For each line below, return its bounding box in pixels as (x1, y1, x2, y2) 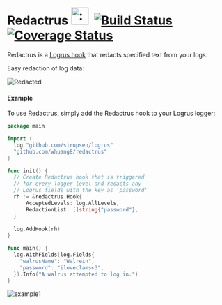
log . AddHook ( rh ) (13, 225, 61, 233)
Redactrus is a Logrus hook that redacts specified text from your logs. (7, 50, 208, 59)
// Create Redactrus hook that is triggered (13, 174, 145, 181)
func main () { (7, 245, 49, 252)
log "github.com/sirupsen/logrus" (13, 142, 113, 149)
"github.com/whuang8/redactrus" (13, 148, 108, 155)
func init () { (7, 168, 49, 174)
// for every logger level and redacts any (13, 180, 141, 188)
